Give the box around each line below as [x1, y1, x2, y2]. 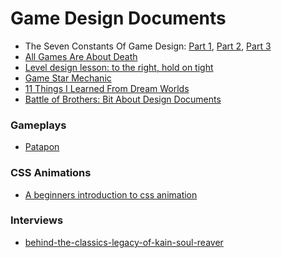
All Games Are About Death [24, 50, 138, 62]
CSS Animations [10, 166, 92, 180]
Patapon [24, 141, 60, 153]
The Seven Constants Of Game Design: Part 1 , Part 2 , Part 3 [24, 40, 272, 52]
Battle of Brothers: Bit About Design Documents [24, 93, 222, 105]
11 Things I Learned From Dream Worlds [24, 82, 190, 94]
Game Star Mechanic [24, 72, 112, 84]
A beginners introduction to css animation [24, 188, 198, 201]
